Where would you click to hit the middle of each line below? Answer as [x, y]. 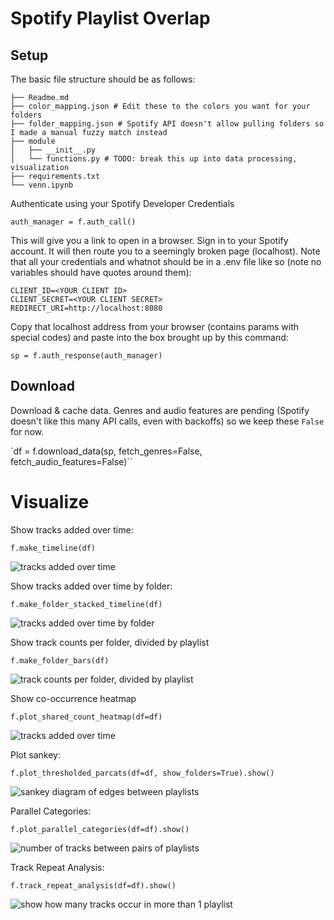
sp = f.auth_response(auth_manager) [86, 356]
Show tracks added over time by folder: [91, 586]
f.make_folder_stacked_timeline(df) [86, 604]
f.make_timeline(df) [53, 548]
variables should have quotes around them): [101, 272]
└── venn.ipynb [42, 185]
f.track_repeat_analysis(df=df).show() [93, 885]
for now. [27, 431]
